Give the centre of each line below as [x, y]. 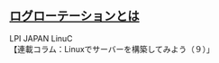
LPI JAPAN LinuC [41, 38]
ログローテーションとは [74, 16]
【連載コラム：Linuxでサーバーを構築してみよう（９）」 [112, 49]
